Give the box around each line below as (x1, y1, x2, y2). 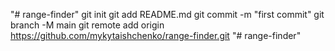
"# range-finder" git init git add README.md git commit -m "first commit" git (10, 9, 325, 20)
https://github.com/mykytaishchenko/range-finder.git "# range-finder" (10, 30, 302, 41)
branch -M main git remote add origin (10, 19, 165, 31)
